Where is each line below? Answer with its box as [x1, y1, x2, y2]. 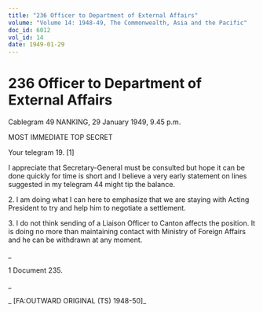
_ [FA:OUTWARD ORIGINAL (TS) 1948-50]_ [8, 296, 147, 306]
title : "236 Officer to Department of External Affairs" [8, 11, 199, 20]
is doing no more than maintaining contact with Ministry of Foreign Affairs [8, 227, 246, 237]
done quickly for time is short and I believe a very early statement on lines [8, 171, 247, 181]
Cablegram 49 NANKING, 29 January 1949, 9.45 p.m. [8, 117, 181, 127]
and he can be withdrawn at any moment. [8, 235, 143, 244]
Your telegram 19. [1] [8, 148, 75, 157]
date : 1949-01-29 [8, 41, 65, 49]
